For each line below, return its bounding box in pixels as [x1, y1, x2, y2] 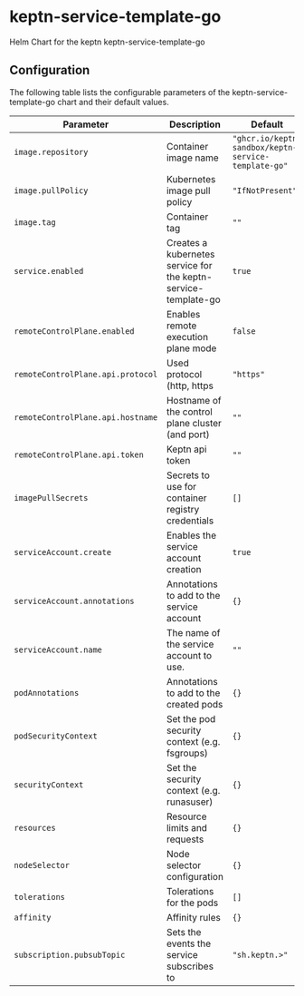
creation [166, 562, 202, 575]
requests [166, 833, 204, 845]
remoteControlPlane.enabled [14, 326, 135, 337]
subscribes [166, 960, 214, 972]
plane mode [166, 342, 217, 355]
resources [14, 823, 56, 833]
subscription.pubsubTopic [14, 950, 126, 960]
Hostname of [166, 394, 222, 406]
